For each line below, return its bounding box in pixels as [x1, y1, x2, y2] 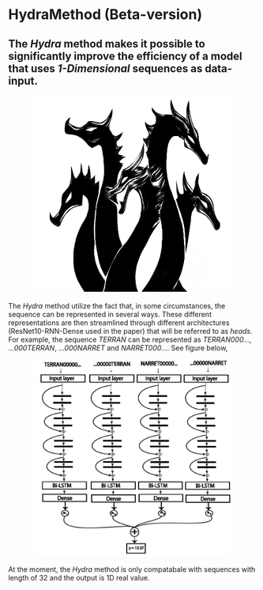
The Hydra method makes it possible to [8, 37, 205, 51]
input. [8, 74, 38, 88]
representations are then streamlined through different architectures [8, 318, 231, 327]
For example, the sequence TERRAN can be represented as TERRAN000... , [8, 335, 252, 344]
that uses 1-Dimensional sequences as [8, 62, 203, 75]
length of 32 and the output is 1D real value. [8, 573, 150, 582]
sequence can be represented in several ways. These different [8, 310, 212, 319]
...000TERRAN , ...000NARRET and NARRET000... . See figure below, [8, 343, 228, 353]
